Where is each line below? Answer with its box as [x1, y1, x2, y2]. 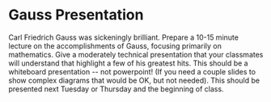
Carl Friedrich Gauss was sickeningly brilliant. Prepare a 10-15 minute [8, 32, 239, 42]
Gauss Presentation [8, 6, 144, 24]
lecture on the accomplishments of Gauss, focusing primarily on [8, 40, 222, 50]
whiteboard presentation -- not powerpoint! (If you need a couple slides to [8, 66, 256, 76]
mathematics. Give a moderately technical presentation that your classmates [8, 49, 264, 59]
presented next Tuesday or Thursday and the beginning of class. [8, 83, 224, 94]
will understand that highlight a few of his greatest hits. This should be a [8, 58, 248, 68]
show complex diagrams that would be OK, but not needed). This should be [8, 75, 260, 85]
